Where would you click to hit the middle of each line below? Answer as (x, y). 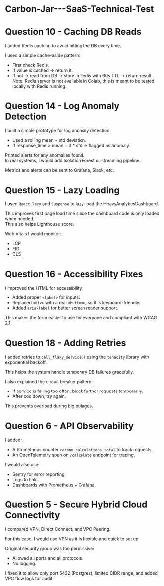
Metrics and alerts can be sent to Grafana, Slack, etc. (60, 170)
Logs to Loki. (26, 479)
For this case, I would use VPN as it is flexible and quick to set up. (73, 539)
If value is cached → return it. (42, 70)
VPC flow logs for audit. (29, 578)
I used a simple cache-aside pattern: (43, 55)
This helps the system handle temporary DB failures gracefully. (70, 372)
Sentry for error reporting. (39, 474)
